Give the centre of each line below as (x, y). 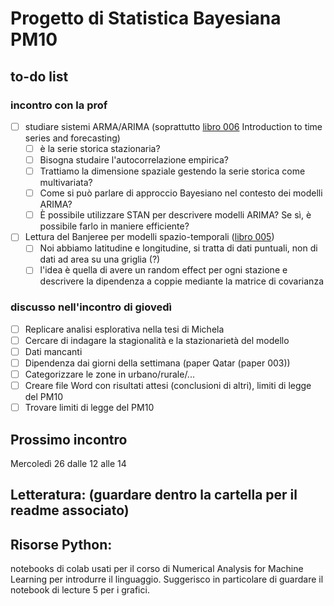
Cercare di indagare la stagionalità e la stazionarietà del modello (157, 340)
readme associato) (70, 510)
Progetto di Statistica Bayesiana (146, 18)
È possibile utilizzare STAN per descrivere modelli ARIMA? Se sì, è (175, 215)
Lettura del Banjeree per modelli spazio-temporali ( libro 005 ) (149, 237)
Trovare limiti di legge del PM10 (89, 408)
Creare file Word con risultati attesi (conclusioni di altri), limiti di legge (168, 386)
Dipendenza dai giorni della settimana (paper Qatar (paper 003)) (157, 363)
